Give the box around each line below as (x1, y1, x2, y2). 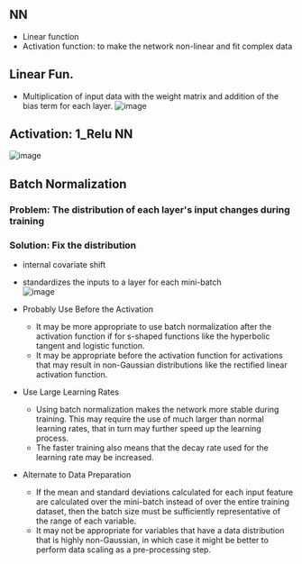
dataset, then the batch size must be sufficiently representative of (35, 506, 281, 517)
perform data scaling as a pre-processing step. (35, 544, 212, 555)
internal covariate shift (22, 259, 106, 270)
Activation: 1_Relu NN (9, 126, 133, 142)
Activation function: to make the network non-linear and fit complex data (22, 41, 293, 51)
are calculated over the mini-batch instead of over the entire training (35, 496, 290, 507)
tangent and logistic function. (35, 341, 146, 351)
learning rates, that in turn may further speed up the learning (35, 423, 261, 434)
